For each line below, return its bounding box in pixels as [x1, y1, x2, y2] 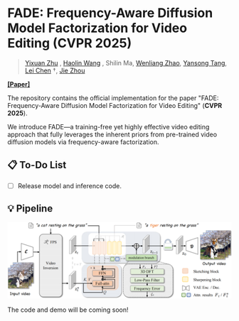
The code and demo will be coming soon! [7, 305, 129, 314]
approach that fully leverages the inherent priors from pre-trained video [7, 130, 218, 138]
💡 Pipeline [7, 202, 53, 214]
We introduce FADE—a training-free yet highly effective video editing [7, 122, 210, 131]
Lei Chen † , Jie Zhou [24, 66, 85, 75]
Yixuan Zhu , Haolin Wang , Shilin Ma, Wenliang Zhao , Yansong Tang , [24, 58, 228, 67]
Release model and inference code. [17, 181, 122, 190]
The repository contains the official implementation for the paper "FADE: [7, 94, 219, 102]
